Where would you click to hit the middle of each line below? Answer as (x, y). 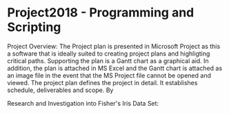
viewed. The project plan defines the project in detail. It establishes (102, 82)
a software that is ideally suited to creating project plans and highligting (109, 54)
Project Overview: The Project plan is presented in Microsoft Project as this (114, 46)
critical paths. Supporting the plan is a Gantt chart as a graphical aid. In (108, 60)
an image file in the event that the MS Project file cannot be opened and (109, 75)
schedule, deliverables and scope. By (60, 90)
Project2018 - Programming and (101, 13)
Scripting (34, 27)
